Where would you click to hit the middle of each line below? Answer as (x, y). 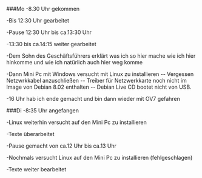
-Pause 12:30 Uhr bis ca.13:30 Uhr (49, 32)
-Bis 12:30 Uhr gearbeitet (38, 20)
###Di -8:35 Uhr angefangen (42, 111)
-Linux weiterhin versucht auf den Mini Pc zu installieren (77, 122)
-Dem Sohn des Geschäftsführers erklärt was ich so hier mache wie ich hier (101, 56)
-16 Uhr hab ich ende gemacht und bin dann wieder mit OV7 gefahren (93, 99)
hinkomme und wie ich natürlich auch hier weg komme (75, 62)
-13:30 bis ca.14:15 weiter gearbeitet (52, 44)
